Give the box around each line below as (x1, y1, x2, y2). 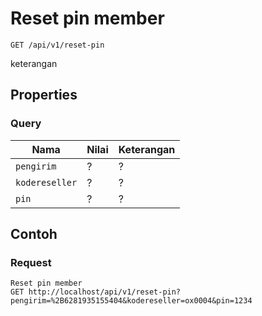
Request (10, 255, 52, 269)
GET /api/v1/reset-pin (10, 40, 105, 50)
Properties (10, 87, 78, 104)
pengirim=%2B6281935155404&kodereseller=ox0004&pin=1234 (10, 296, 253, 306)
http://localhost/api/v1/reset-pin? (28, 287, 182, 297)
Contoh (10, 226, 58, 243)
